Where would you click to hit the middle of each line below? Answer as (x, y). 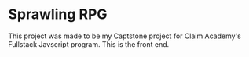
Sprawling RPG (58, 14)
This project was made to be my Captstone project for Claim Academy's (124, 36)
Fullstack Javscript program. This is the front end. (89, 44)
